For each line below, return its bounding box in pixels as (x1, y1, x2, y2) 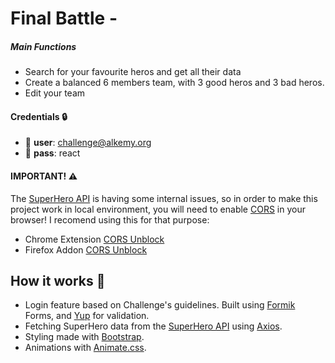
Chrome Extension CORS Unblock (24, 233, 165, 245)
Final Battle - (10, 7, 118, 30)
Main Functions (10, 40, 77, 52)
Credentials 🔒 (10, 110, 68, 122)
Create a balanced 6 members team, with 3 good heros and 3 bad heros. (24, 77, 325, 89)
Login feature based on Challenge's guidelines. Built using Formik (24, 299, 296, 311)
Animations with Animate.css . (24, 342, 147, 354)
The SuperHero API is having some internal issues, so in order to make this (10, 192, 318, 204)
